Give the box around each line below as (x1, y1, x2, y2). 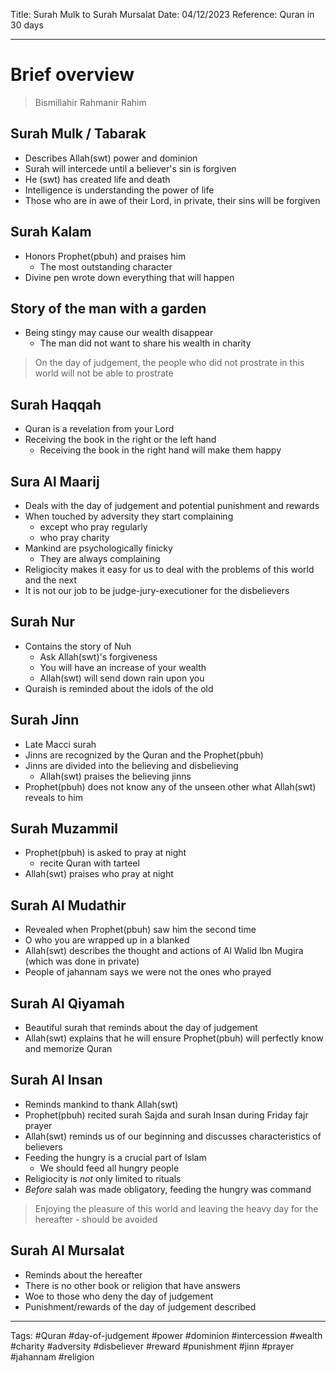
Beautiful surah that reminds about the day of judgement (24, 1022, 258, 1034)
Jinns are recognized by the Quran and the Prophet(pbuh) (24, 749, 264, 761)
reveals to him (24, 791, 83, 803)
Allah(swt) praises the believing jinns (39, 770, 192, 782)
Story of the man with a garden (10, 300, 207, 317)
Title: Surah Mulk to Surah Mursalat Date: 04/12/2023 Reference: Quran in (10, 9, 315, 20)
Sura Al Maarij (10, 473, 100, 490)
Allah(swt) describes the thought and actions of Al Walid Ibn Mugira (24, 945, 304, 957)
